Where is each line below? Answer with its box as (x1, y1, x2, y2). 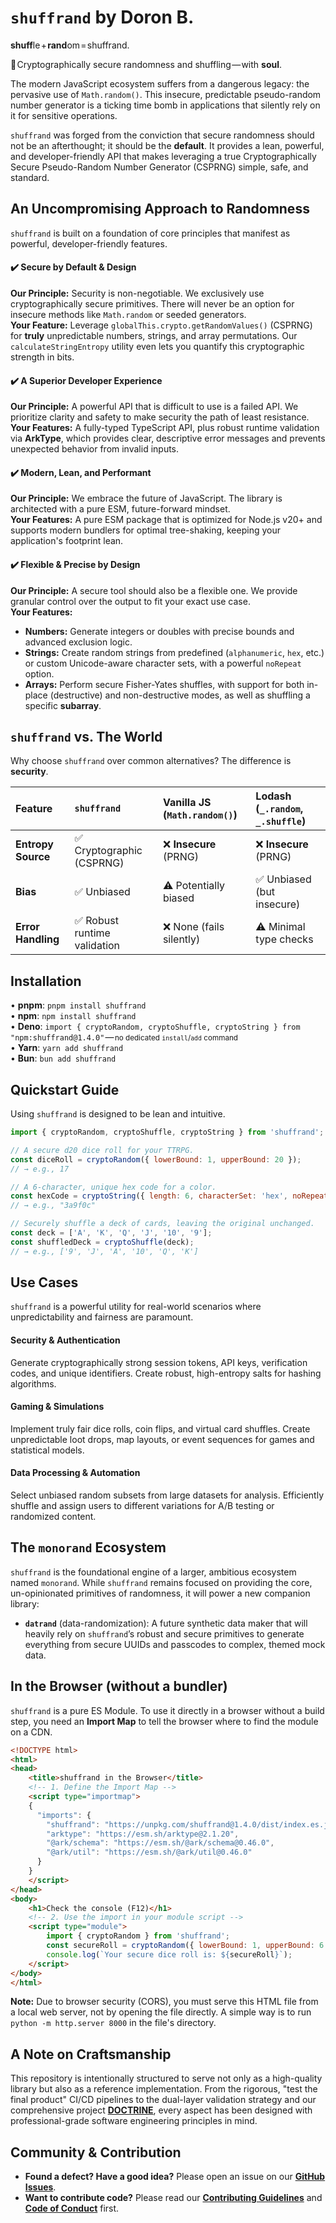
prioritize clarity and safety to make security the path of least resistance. (10, 411, 310, 423)
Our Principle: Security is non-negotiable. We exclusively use (10, 287, 265, 299)
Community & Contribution (10, 2144, 182, 2161)
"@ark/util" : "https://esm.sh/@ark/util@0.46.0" (46, 1847, 253, 1858)
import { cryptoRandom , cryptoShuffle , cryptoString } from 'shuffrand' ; (10, 1127, 325, 1137)
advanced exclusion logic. (24, 636, 133, 648)
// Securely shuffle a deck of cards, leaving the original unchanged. (10, 1219, 315, 1229)
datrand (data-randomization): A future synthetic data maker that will (24, 1617, 308, 1629)
